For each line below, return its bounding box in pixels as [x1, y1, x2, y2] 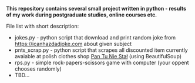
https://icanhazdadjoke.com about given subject [14, 41, 132, 47]
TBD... [14, 72, 30, 78]
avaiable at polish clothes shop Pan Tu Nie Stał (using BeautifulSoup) [14, 53, 182, 59]
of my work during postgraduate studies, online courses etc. [6, 11, 157, 18]
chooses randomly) [14, 65, 62, 72]
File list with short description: [6, 23, 79, 29]
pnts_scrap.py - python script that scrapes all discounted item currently [14, 47, 188, 54]
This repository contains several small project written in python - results [6, 5, 187, 12]
